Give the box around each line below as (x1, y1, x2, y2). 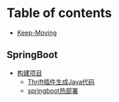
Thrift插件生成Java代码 (27, 77, 95, 86)
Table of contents (6, 5, 113, 21)
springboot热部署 (27, 86, 79, 95)
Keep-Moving (16, 28, 57, 37)
